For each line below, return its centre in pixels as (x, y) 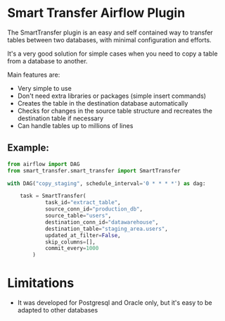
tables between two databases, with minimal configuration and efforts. (110, 39)
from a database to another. (47, 61)
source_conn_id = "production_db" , (94, 209)
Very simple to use (44, 88)
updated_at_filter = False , (83, 235)
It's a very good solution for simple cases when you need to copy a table (112, 53)
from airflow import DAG (44, 164)
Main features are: (34, 75)
